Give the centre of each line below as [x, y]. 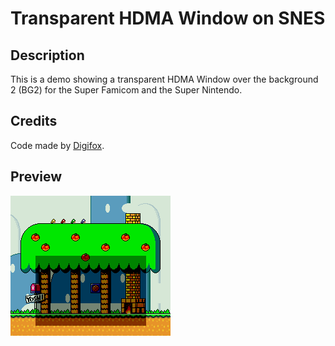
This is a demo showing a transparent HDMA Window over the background [164, 79]
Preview [36, 177]
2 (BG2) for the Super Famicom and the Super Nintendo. [126, 90]
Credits [34, 121]
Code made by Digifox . [57, 145]
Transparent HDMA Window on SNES [168, 18]
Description [47, 55]
